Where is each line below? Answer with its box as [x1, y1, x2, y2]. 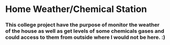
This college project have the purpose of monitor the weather [5, 21, 160, 28]
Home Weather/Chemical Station [5, 3, 147, 15]
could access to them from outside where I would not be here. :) [5, 34, 166, 41]
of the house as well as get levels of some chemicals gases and [5, 27, 164, 34]
